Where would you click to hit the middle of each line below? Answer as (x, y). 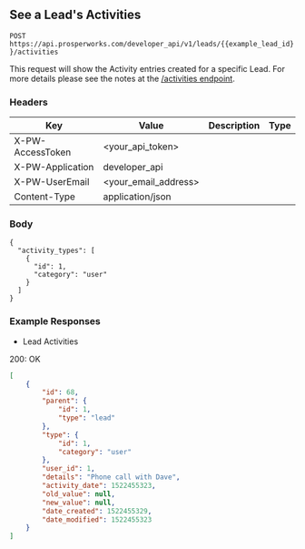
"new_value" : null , (79, 503)
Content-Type (44, 197)
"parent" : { (65, 401)
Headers (29, 102)
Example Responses (55, 321)
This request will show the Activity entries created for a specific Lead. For (148, 68)
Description (234, 126)
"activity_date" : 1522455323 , (99, 486)
